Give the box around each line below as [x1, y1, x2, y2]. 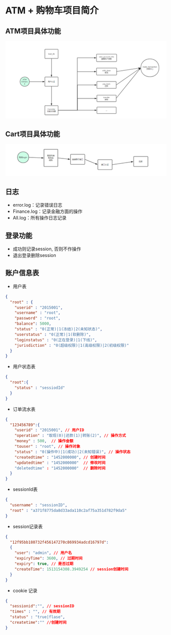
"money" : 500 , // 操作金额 [14, 439, 74, 444]
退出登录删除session [12, 252, 56, 259]
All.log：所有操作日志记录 [12, 215, 67, 221]
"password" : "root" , [14, 316, 60, 321]
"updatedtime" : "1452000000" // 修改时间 [14, 460, 106, 465]
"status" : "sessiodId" [14, 385, 66, 390]
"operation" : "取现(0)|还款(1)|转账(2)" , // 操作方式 [14, 433, 126, 439]
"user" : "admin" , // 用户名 [14, 550, 72, 555]
